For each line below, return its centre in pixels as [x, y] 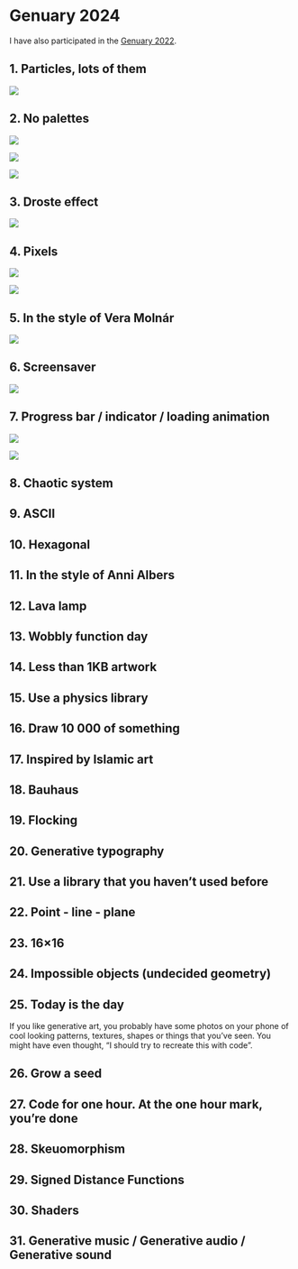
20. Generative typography [87, 851]
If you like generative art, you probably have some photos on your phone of [149, 1026]
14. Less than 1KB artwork [83, 667]
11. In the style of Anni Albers [92, 575]
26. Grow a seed [55, 1074]
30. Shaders [44, 1211]
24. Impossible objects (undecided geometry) [140, 974]
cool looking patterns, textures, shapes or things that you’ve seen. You [140, 1036]
